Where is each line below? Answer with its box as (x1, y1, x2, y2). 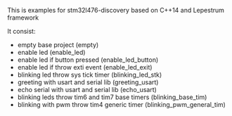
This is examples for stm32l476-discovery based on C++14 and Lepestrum (7, 6, 225, 14)
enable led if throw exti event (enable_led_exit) (17, 63, 153, 71)
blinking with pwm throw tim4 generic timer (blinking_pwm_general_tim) (17, 101, 226, 108)
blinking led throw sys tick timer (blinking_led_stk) (17, 70, 162, 79)
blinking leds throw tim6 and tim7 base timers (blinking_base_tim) (17, 93, 207, 101)
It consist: (7, 27, 36, 35)
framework (7, 13, 39, 22)
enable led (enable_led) (17, 49, 86, 56)
